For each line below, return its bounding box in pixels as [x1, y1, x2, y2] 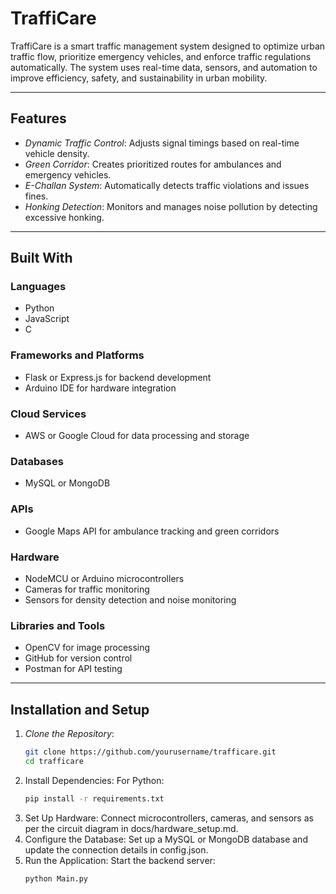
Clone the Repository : [24, 728, 115, 740]
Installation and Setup [10, 701, 150, 718]
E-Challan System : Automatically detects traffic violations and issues [24, 179, 310, 191]
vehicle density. [24, 147, 90, 159]
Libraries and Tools [10, 618, 106, 632]
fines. [24, 190, 49, 202]
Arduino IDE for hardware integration [24, 382, 177, 394]
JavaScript [24, 313, 70, 325]
